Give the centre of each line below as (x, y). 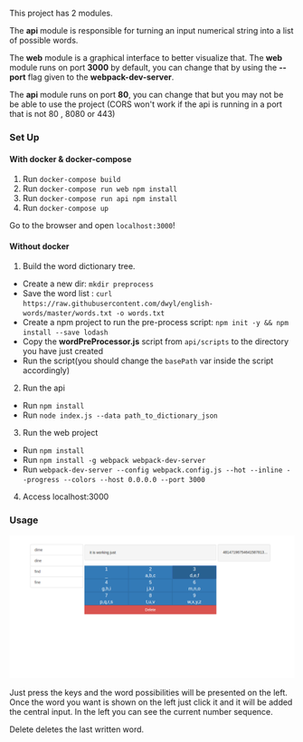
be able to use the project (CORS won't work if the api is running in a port (146, 104)
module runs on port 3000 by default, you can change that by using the (143, 67)
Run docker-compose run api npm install (100, 198)
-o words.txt (141, 313)
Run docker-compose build (71, 179)
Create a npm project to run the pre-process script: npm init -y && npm (156, 323)
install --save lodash (65, 333)
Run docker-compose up (65, 208)
